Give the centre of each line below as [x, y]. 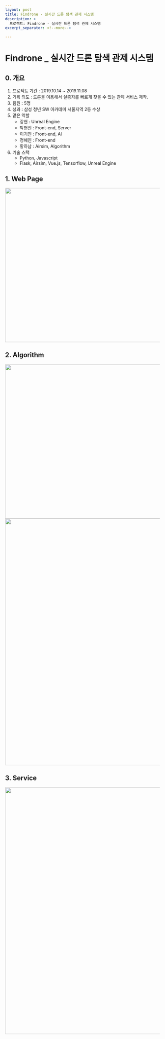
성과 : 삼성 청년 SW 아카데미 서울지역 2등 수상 [56, 110]
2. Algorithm [25, 355]
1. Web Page [24, 179]
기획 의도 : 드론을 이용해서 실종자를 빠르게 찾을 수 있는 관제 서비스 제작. [80, 97]
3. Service [21, 778]
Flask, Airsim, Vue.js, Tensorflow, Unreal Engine [68, 163]
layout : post [18, 10]
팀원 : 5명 [21, 103]
